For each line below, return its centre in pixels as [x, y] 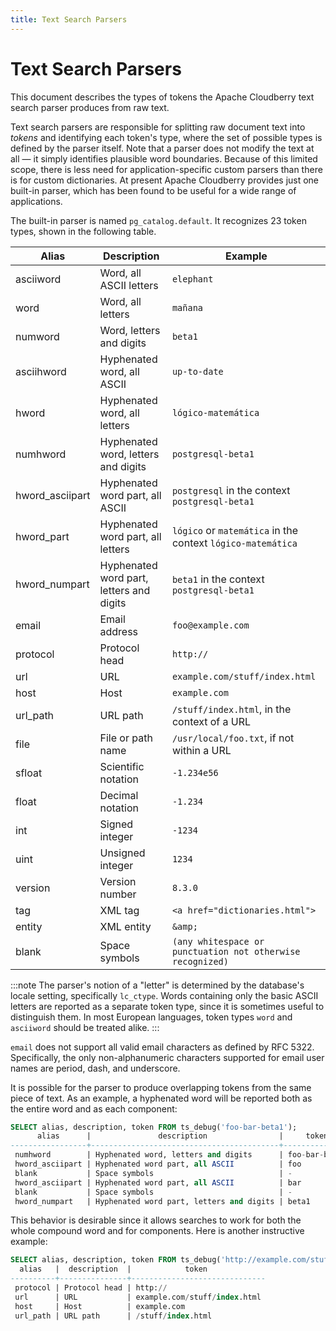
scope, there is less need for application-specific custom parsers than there [166, 169]
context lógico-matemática [234, 543]
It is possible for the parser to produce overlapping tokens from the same [161, 1087]
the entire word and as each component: [94, 1108]
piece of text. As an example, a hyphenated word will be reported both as [161, 1098]
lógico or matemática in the [235, 530]
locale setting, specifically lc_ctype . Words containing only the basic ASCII [164, 995]
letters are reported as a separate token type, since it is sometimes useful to [167, 1006]
